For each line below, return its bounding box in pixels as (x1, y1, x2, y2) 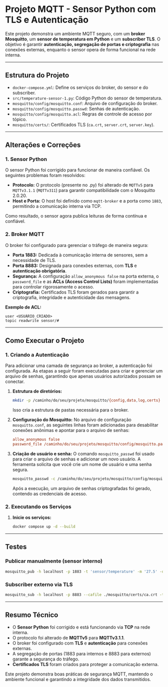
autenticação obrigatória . (12, 267, 66, 273)
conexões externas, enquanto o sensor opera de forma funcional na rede (5, 46, 156, 52)
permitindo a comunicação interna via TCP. (12, 203, 101, 209)
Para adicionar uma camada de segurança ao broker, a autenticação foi (5, 362, 152, 368)
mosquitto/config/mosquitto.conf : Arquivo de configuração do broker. (12, 100, 158, 106)
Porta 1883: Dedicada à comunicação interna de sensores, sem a (12, 251, 148, 258)
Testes (5, 542, 27, 551)
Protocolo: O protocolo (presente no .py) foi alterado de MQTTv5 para (12, 182, 153, 188)
